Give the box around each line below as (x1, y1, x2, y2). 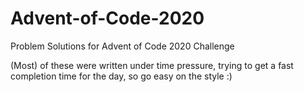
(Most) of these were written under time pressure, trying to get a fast (10, 59, 294, 71)
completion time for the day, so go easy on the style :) (10, 70, 233, 82)
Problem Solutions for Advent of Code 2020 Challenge (10, 40, 235, 52)
